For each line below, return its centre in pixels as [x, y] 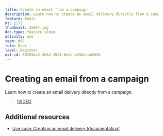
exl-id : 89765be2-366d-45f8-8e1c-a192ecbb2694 [53, 55]
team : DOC [15, 41]
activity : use [19, 37]
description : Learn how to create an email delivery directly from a [77, 14]
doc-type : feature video [30, 32]
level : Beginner [21, 50]
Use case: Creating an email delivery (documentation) [66, 129]
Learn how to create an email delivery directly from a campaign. [69, 92]
